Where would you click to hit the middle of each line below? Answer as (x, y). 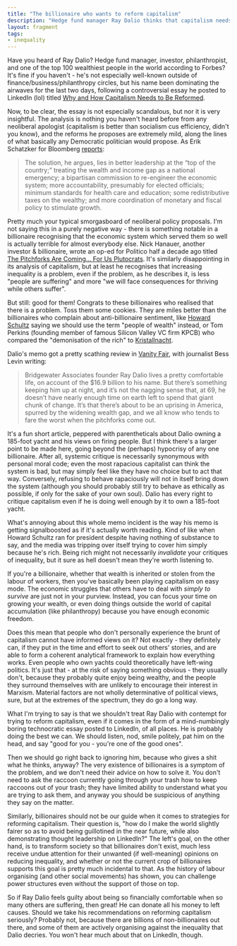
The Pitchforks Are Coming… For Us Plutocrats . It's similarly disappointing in (118, 259)
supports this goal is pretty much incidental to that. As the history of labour (116, 869)
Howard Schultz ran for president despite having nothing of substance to (113, 538)
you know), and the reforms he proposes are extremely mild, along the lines (117, 134)
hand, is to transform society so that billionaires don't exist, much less (109, 846)
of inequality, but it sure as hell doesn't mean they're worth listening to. (110, 560)
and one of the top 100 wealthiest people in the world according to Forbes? (116, 68)
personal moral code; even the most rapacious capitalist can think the (109, 464)
